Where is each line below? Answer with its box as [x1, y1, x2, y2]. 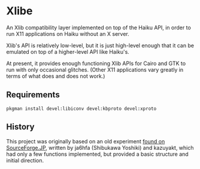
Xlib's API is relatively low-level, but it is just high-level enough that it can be [6, 42, 195, 49]
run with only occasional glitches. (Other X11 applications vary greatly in [6, 66, 184, 73]
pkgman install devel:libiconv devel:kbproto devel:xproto [6, 106, 157, 112]
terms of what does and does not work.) [6, 72, 105, 79]
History [6, 122, 35, 132]
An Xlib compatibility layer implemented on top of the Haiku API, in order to [6, 24, 192, 31]
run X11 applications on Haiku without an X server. [6, 30, 130, 37]
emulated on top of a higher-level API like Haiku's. [6, 48, 130, 55]
